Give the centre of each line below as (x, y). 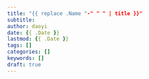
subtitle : (21, 20)
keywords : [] (26, 58)
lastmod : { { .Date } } (38, 39)
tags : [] (20, 45)
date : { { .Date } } (33, 33)
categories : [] (29, 52)
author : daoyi (27, 26)
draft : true (24, 65)
